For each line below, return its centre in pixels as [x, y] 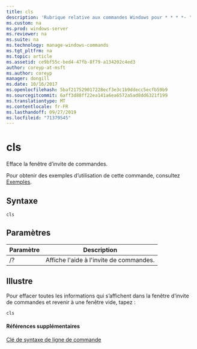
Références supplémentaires [43, 326]
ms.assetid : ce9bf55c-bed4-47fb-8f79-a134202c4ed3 [71, 62]
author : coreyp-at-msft [36, 67]
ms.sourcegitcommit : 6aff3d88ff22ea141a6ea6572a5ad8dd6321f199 [87, 95]
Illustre [20, 282]
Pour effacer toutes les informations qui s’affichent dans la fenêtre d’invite [98, 296]
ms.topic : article [29, 56]
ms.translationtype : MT [36, 101]
